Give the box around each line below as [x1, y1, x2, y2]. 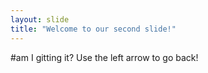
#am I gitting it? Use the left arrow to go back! [10, 51, 199, 63]
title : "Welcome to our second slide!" [10, 24, 177, 34]
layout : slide [10, 14, 70, 25]
